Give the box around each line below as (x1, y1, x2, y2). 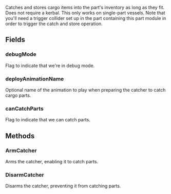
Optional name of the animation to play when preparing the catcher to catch (5, 87, 166, 93)
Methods (5, 132, 35, 140)
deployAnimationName (5, 75, 64, 82)
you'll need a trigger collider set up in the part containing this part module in (5, 15, 166, 21)
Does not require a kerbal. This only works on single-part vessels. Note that (5, 10, 165, 16)
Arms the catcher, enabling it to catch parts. (5, 158, 99, 164)
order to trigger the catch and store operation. (5, 20, 103, 27)
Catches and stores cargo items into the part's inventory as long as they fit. (5, 5, 165, 10)
